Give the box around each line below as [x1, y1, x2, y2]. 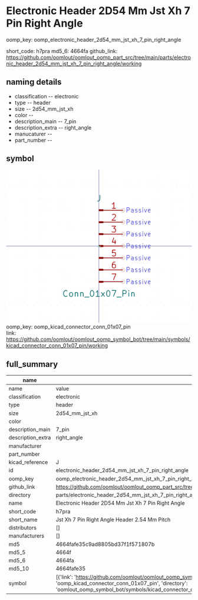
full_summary [6, 359, 58, 369]
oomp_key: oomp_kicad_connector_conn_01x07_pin [6, 323, 131, 330]
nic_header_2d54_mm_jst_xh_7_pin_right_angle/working [6, 60, 142, 67]
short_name [8, 516, 38, 523]
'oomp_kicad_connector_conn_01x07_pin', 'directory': [55, 579, 188, 586]
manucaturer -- [14, 130, 52, 137]
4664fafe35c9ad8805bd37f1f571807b [55, 541, 155, 548]
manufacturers [8, 532, 45, 539]
